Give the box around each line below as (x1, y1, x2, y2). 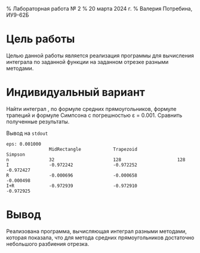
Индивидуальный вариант (6, 86, 145, 99)
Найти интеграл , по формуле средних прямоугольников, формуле (6, 105, 177, 112)
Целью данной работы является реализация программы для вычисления (6, 52, 194, 59)
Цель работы (6, 32, 75, 46)
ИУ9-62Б (6, 11, 29, 18)
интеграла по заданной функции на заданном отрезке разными (6, 58, 169, 65)
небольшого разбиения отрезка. (6, 240, 90, 247)
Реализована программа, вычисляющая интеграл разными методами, (6, 227, 187, 235)
